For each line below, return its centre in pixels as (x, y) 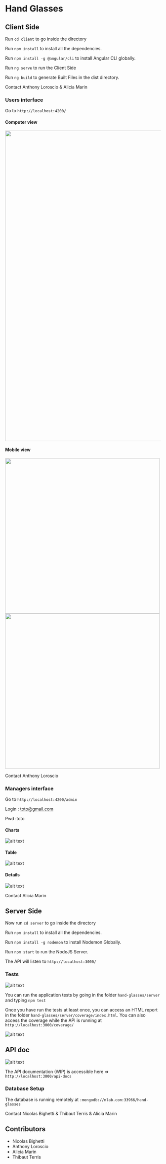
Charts (12, 830)
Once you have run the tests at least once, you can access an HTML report (82, 1009)
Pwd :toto (15, 818)
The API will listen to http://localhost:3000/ (51, 961)
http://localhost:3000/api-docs (38, 1076)
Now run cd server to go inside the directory (51, 923)
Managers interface (29, 788)
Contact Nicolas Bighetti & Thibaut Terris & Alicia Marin (61, 1113)
